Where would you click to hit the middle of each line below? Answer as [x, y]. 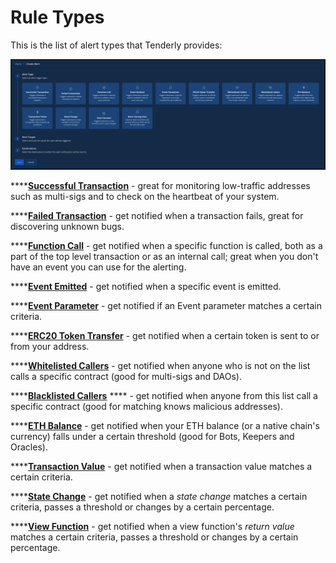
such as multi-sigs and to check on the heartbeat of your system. [145, 197]
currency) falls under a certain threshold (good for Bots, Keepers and [152, 437]
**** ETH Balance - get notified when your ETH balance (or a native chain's [165, 426]
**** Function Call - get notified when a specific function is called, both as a [166, 246]
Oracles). [29, 447]
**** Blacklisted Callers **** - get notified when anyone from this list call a [164, 396]
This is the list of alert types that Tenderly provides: [116, 45]
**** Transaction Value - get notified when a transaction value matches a [161, 467]
